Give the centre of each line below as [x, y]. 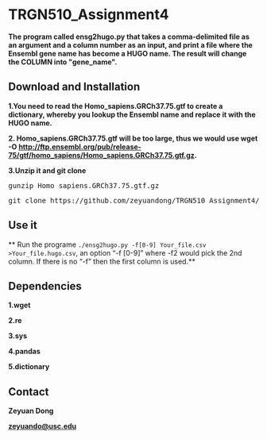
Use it [23, 225]
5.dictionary [29, 367]
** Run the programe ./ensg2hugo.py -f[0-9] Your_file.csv [107, 245]
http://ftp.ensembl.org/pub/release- [80, 146]
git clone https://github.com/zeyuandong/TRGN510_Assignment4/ [134, 200]
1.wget [19, 305]
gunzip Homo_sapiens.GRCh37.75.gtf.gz [84, 185]
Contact [29, 392]
